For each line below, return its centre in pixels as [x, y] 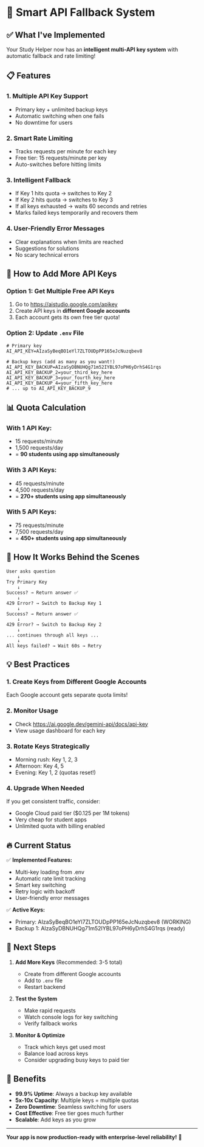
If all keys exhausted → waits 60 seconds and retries [81, 206]
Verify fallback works [51, 1023]
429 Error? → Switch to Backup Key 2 [54, 624]
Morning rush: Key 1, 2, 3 [46, 759]
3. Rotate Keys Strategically [48, 746]
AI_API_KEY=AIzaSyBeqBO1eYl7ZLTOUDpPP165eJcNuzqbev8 [74, 351]
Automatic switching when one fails [59, 116]
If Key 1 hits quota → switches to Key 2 [63, 193]
